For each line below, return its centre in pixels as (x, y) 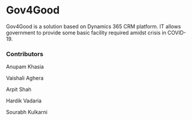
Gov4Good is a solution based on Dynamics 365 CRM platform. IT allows (93, 26)
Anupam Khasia (25, 67)
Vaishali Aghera (25, 78)
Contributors (25, 54)
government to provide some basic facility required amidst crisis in (86, 32)
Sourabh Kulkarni (27, 112)
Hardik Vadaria (24, 101)
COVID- (177, 32)
